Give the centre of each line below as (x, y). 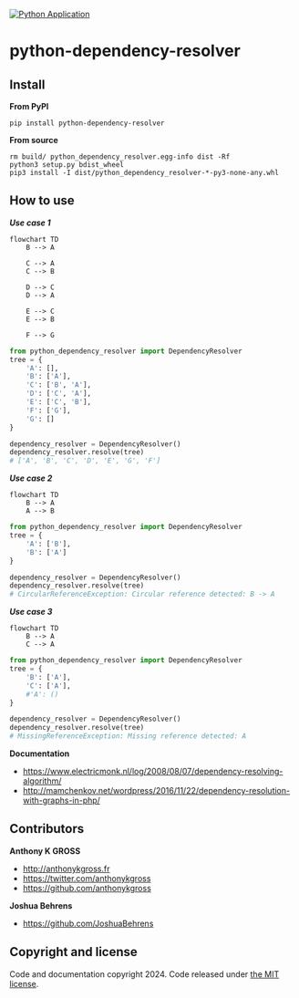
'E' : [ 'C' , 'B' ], (59, 402)
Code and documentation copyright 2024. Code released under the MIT (144, 974)
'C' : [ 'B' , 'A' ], (59, 385)
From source (34, 140)
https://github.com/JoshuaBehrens (88, 923)
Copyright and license (74, 952)
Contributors (47, 829)
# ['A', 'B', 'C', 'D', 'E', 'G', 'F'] (85, 461)
